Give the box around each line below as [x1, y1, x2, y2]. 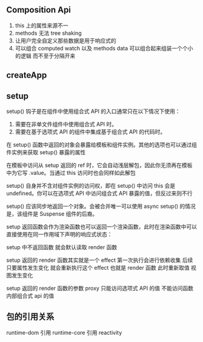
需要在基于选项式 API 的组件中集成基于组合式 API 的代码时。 [15, 128, 166, 135]
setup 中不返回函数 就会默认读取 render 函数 [6, 244, 118, 251]
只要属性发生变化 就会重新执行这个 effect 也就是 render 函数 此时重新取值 [6, 264, 190, 272]
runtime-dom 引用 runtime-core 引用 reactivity [6, 329, 122, 336]
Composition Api [6, 5, 72, 15]
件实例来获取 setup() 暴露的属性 [6, 149, 86, 156]
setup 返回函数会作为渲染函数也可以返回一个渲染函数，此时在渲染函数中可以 [6, 223, 197, 230]
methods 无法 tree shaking [15, 29, 82, 36]
